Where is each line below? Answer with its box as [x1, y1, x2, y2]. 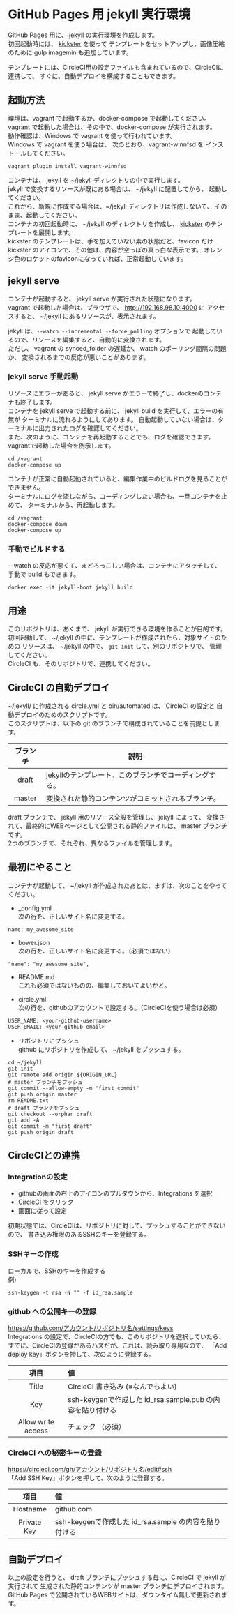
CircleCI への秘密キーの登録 [8, 1448, 102, 1458]
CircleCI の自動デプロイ [8, 681, 110, 694]
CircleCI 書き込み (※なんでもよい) [68, 1382, 177, 1391]
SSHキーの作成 [8, 1249, 59, 1259]
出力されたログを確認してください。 [38, 423, 142, 432]
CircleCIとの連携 [8, 1149, 81, 1161]
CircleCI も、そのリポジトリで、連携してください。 [8, 659, 154, 668]
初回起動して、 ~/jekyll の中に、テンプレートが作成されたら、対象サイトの [8, 633, 222, 642]
